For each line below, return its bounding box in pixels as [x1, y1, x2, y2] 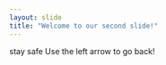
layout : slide [9, 12, 63, 22]
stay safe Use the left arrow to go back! [9, 45, 155, 56]
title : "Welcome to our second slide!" [9, 21, 159, 30]
